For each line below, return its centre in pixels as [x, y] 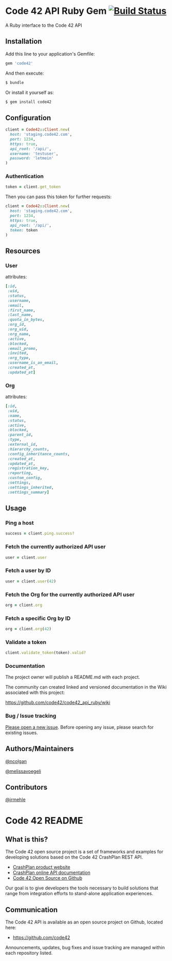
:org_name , [19, 334]
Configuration [28, 118]
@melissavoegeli [23, 771]
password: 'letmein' [32, 158]
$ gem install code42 [28, 102]
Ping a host [20, 523]
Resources [23, 251]
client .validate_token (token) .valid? [46, 653]
